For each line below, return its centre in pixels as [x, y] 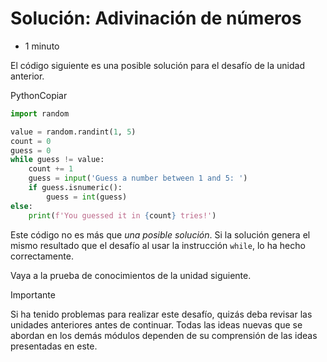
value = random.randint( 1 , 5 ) [73, 132]
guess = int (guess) [87, 197]
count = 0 [31, 141]
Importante [33, 294]
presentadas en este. [54, 346]
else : [21, 206]
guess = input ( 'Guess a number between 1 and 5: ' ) [138, 178]
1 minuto [42, 46]
